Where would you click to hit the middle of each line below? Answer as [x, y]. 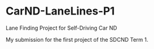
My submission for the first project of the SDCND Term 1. [77, 39]
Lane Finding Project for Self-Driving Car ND [61, 28]
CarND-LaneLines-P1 [60, 11]
